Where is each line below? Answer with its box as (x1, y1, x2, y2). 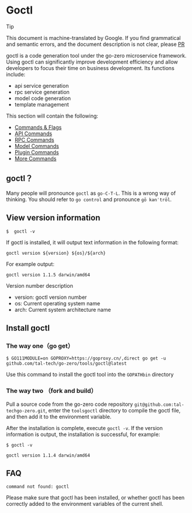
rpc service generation (14, 88, 70, 95)
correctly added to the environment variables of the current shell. (6, 501, 164, 508)
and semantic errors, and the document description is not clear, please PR (6, 41, 185, 48)
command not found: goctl (6, 484, 69, 490)
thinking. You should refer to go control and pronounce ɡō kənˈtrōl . (6, 195, 172, 203)
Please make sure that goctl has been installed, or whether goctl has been (6, 494, 185, 501)
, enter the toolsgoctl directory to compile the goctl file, (45, 407, 181, 414)
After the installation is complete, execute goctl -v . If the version (6, 424, 163, 431)
